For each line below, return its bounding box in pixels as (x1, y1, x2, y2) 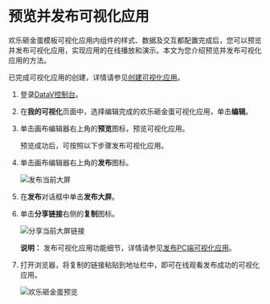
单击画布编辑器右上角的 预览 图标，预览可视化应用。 (19, 124, 190, 133)
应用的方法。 (8, 55, 51, 65)
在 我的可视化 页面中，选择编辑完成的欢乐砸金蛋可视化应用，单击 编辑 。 (19, 106, 253, 116)
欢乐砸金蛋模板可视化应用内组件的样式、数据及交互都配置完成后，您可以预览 (8, 35, 262, 45)
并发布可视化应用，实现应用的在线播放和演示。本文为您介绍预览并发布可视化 (8, 45, 262, 55)
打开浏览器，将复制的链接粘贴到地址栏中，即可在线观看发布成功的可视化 (19, 260, 260, 270)
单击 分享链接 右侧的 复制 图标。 (19, 209, 119, 218)
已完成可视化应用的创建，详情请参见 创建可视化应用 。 (8, 72, 185, 82)
